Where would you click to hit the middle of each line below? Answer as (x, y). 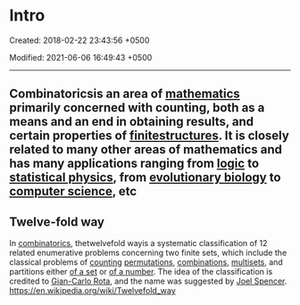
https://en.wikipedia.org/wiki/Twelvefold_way (92, 291)
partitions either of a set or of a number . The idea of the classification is (141, 272)
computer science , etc (73, 191)
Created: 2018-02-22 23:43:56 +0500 (79, 40)
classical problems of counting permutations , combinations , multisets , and (146, 262)
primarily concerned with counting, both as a (137, 108)
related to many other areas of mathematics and (146, 149)
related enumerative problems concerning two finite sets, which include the (148, 253)
